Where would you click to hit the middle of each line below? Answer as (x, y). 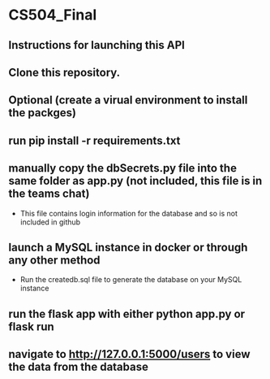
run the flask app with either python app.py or (127, 314)
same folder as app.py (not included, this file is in (135, 181)
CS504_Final (53, 15)
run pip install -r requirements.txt (94, 140)
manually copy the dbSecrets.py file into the (123, 168)
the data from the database (78, 367)
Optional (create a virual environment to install (128, 100)
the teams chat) (49, 194)
